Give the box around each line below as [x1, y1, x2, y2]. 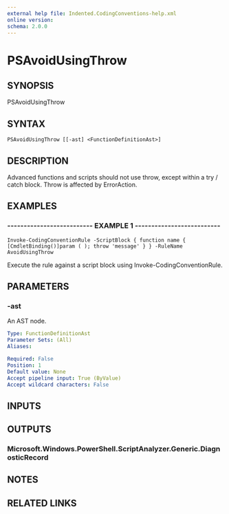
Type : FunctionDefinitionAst [7, 330, 91, 337]
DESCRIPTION [7, 155, 69, 167]
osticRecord [7, 453, 49, 462]
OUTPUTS [7, 424, 52, 436]
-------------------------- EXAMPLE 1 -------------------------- [7, 221, 221, 231]
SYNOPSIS [7, 80, 54, 92]
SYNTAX [7, 118, 46, 129]
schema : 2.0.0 [7, 23, 48, 30]
